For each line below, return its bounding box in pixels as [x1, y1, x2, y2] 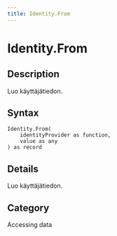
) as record [7, 144, 42, 151]
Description [7, 68, 60, 81]
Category [7, 202, 50, 214]
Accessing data [7, 221, 53, 229]
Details [7, 162, 39, 175]
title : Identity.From [7, 10, 71, 18]
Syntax [7, 107, 39, 119]
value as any [20, 138, 58, 145]
